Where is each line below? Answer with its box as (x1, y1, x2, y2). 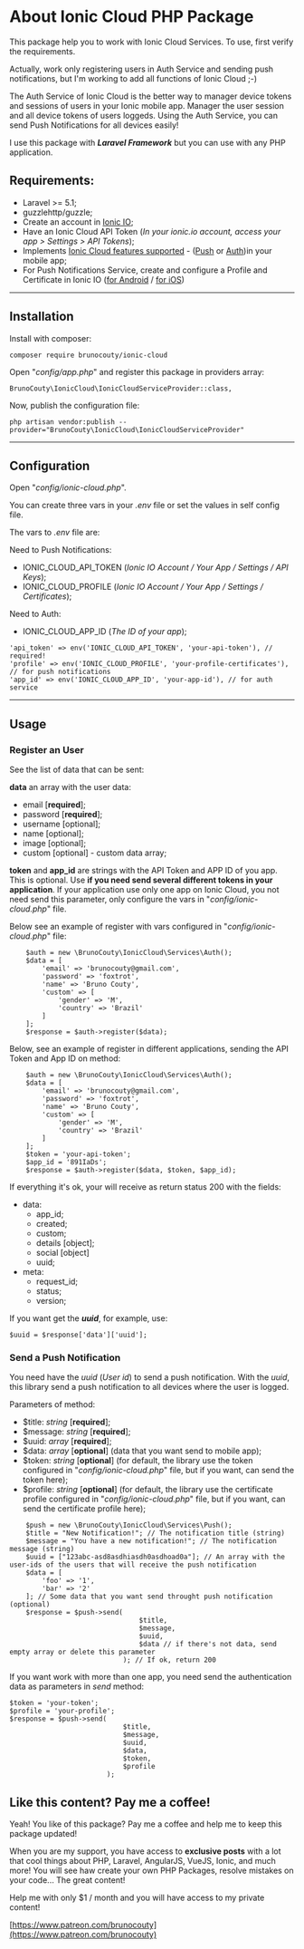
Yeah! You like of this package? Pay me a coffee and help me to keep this (9, 1819, 282, 1829)
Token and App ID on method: (9, 1053, 121, 1064)
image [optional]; (22, 838, 87, 849)
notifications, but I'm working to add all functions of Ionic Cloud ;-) (9, 72, 258, 83)
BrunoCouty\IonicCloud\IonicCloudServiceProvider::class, (9, 383, 233, 393)
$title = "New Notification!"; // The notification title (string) (25, 1529, 285, 1538)
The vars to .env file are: (9, 527, 100, 538)
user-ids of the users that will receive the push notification (9, 1560, 257, 1569)
